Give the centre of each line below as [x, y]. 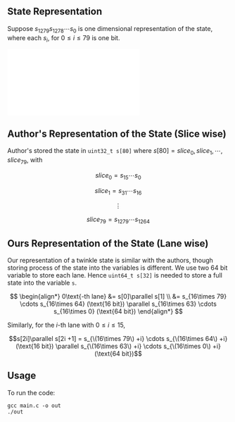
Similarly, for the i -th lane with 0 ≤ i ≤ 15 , [66, 325]
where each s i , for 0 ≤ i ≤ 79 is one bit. [64, 38]
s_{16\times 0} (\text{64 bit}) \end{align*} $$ [118, 311]
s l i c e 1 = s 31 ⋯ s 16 [118, 191]
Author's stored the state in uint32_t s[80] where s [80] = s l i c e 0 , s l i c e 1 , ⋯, [115, 152]
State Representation [55, 12]
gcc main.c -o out [34, 405]
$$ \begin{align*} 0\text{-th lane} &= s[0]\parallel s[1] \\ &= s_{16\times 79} [118, 297]
